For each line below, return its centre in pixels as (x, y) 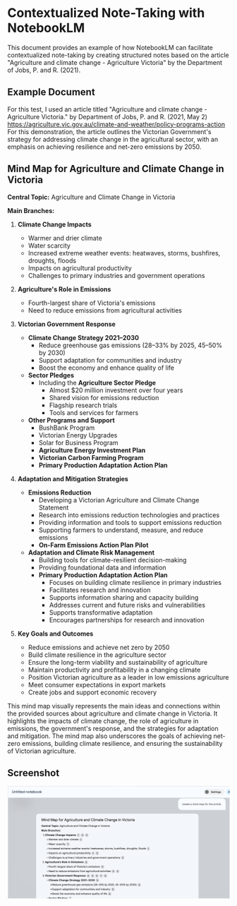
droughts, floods (52, 260)
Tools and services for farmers (94, 412)
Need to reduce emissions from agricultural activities (105, 310)
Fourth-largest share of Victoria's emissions (92, 303)
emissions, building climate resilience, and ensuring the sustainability (123, 743)
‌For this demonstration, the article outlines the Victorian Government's (109, 131)
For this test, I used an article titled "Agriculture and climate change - (107, 109)
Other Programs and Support (71, 420)
